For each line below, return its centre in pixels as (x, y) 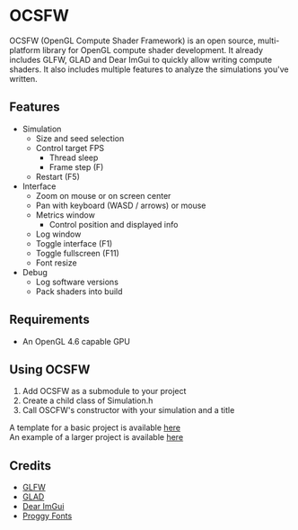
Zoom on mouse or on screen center (103, 195)
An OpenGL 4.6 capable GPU (76, 341)
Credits (31, 466)
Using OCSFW (50, 369)
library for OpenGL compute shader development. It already (152, 49)
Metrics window (66, 215)
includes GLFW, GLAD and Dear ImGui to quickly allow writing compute (140, 59)
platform (25, 49)
